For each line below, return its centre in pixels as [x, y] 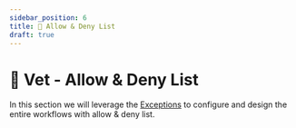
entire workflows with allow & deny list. [82, 114]
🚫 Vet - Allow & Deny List [104, 79]
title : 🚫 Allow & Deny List [63, 26]
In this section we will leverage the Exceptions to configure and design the [148, 104]
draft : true [32, 34]
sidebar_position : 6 [49, 18]
